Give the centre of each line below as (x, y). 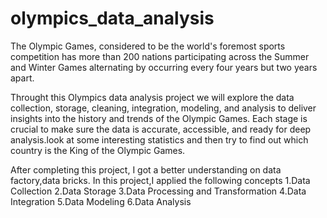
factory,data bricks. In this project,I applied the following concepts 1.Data (160, 180)
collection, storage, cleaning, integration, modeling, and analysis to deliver (163, 108)
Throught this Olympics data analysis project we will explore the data (152, 97)
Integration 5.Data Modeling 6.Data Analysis (101, 201)
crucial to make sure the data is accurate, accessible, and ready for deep (161, 129)
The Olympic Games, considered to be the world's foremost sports (148, 46)
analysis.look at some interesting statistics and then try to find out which (159, 139)
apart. (22, 78)
